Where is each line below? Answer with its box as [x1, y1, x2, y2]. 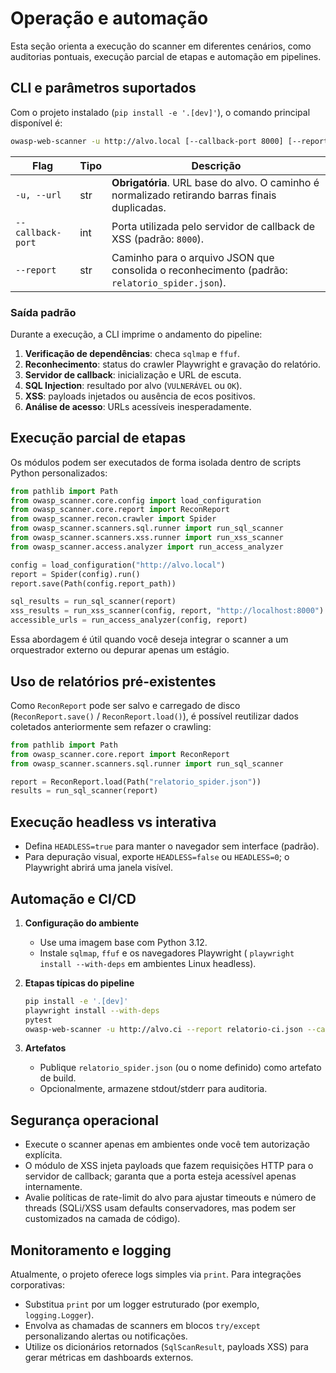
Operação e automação [10, 7, 209, 30]
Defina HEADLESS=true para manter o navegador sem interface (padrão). [24, 840, 320, 852]
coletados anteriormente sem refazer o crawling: [10, 720, 212, 732]
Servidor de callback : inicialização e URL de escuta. [24, 368, 242, 381]
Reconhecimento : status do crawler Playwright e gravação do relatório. [24, 358, 322, 370]
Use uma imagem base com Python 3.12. [39, 936, 208, 948]
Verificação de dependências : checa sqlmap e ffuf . [24, 347, 241, 359]
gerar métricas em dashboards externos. [24, 1352, 194, 1364]
